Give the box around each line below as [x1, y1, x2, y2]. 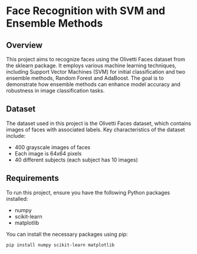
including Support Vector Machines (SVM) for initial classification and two [6, 68, 186, 75]
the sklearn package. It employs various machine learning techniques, [6, 62, 177, 69]
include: [6, 132, 26, 139]
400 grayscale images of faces [14, 143, 91, 151]
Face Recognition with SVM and [6, 4, 166, 18]
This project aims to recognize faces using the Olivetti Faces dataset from [6, 56, 186, 62]
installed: [6, 195, 28, 202]
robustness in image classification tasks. [6, 87, 105, 94]
